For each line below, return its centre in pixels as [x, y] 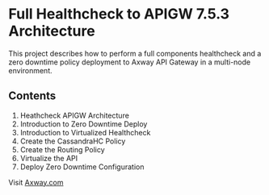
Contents [32, 96]
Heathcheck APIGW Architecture [74, 115]
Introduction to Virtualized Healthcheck [85, 132]
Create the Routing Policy [62, 149]
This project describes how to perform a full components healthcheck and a [135, 53]
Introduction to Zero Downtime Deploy [84, 124]
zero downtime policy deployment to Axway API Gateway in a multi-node [130, 62]
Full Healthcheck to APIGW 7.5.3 [119, 14]
